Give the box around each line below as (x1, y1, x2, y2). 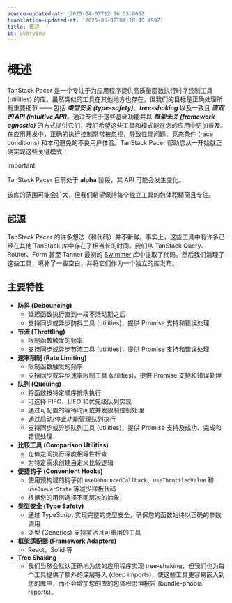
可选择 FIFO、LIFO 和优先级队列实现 (27, 397, 132, 405)
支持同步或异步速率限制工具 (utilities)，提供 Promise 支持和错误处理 (27, 371, 222, 379)
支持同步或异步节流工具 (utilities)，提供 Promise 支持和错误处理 (27, 345, 210, 353)
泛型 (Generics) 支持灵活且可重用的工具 (27, 528, 141, 536)
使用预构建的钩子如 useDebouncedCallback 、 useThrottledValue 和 (27, 475, 215, 484)
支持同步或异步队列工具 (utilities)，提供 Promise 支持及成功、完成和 (27, 423, 222, 431)
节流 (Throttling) (17, 327, 65, 336)
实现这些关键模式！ (13, 147, 68, 156)
